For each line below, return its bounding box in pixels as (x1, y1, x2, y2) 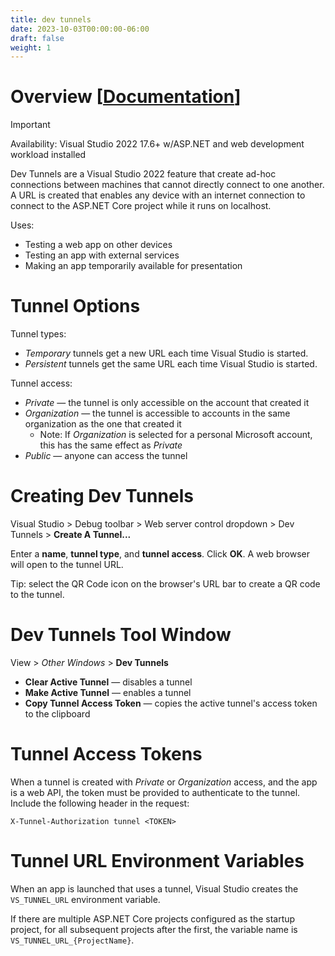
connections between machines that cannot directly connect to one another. (10, 179, 325, 191)
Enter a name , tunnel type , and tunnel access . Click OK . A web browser (10, 548, 310, 560)
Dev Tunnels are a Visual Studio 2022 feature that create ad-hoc (10, 168, 277, 180)
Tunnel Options (10, 295, 141, 318)
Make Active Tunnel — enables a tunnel (24, 687, 192, 698)
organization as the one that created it (24, 418, 182, 430)
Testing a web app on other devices (24, 239, 173, 251)
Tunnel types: (10, 328, 67, 340)
